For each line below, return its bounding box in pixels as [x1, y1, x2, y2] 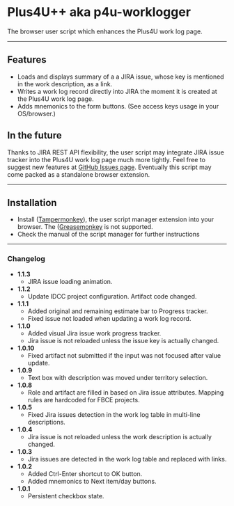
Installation [7, 196, 57, 209]
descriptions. [27, 418, 66, 426]
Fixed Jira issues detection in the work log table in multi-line [27, 410, 201, 418]
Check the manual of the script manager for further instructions [17, 230, 200, 239]
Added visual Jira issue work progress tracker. [27, 329, 162, 338]
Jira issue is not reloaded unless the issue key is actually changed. [27, 336, 219, 345]
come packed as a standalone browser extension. [7, 170, 150, 178]
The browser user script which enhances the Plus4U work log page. [7, 27, 203, 35]
